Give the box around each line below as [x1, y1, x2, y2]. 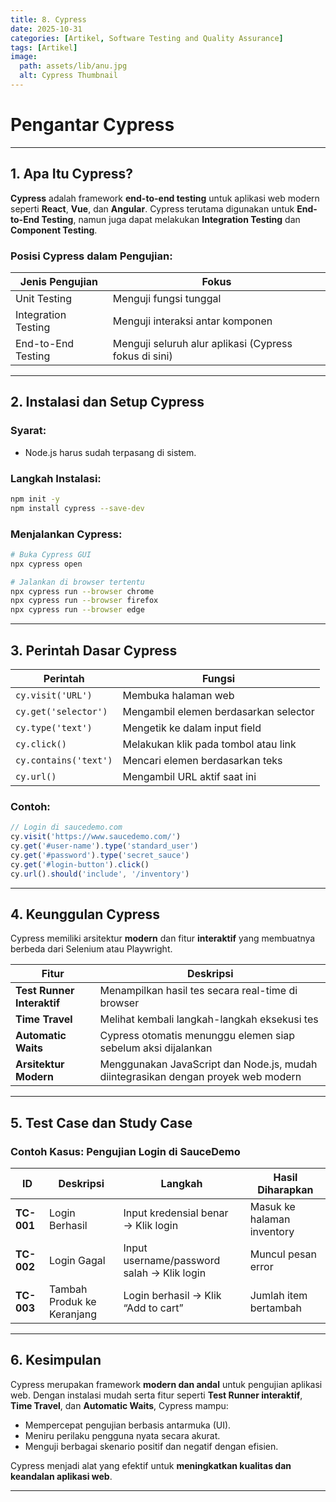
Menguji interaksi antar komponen [112, 314, 273, 328]
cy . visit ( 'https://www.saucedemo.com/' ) [10, 832, 182, 842]
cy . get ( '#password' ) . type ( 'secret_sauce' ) [10, 850, 190, 860]
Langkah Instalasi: [10, 471, 102, 485]
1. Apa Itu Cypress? [10, 166, 133, 183]
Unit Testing [15, 291, 72, 305]
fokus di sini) [112, 349, 173, 363]
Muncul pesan [249, 1247, 317, 1261]
